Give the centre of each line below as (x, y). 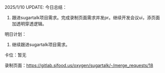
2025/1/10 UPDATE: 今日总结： (36, 7)
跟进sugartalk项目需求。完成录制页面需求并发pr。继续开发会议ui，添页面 (86, 18)
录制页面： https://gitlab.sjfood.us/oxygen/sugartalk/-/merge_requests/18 (79, 65)
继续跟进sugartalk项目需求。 (41, 45)
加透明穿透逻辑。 (29, 24)
